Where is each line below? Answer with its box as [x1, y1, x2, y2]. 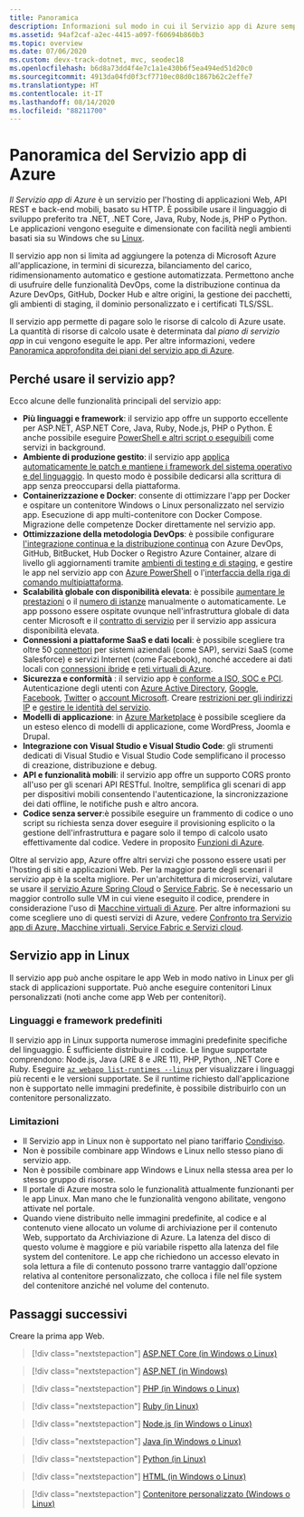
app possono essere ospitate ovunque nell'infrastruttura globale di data [22, 606, 290, 617]
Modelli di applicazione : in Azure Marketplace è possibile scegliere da [22, 712, 287, 722]
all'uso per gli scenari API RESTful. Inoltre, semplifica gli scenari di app [22, 779, 287, 790]
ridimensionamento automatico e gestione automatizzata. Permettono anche [9, 269, 295, 281]
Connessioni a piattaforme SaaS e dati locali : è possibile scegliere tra [22, 635, 285, 645]
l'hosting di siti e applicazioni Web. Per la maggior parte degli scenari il [9, 864, 273, 875]
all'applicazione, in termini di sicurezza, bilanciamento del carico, [9, 260, 252, 271]
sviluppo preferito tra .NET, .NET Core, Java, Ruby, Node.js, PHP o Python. [9, 214, 288, 225]
